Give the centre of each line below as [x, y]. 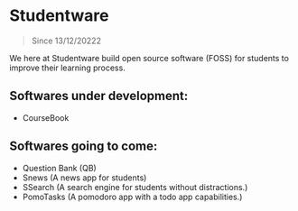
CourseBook [46, 117]
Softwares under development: [99, 96]
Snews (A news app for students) [84, 178]
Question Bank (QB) [59, 168]
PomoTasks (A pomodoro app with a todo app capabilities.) [132, 197]
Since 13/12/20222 [66, 41]
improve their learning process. [68, 68]
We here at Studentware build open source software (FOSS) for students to [149, 58]
